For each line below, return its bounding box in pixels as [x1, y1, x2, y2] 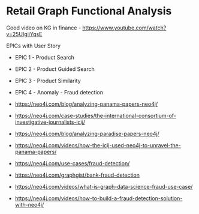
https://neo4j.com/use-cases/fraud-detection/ [14, 159, 130, 167]
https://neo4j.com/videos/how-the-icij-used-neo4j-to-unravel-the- [14, 141, 181, 148]
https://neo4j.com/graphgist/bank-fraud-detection [14, 171, 140, 179]
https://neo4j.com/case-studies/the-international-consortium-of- [14, 112, 177, 119]
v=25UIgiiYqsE [6, 30, 43, 37]
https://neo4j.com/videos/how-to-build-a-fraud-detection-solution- [14, 194, 183, 202]
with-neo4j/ [14, 201, 44, 208]
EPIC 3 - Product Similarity [14, 77, 81, 84]
